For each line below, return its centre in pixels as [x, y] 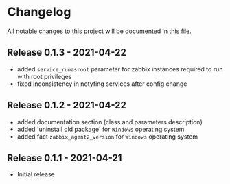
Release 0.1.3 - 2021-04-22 [67, 53]
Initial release [36, 174]
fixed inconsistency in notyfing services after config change [102, 84]
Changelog [39, 12]
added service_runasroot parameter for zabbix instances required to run [120, 69]
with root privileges [44, 76]
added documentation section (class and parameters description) [110, 122]
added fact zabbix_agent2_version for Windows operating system [107, 136]
